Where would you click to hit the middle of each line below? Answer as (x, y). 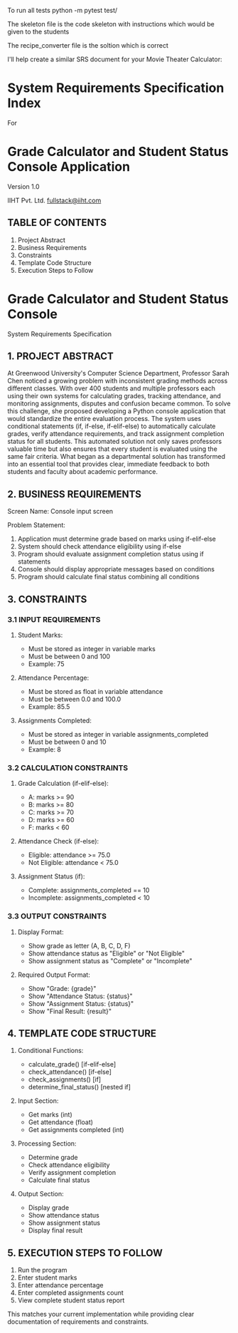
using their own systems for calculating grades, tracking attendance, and (114, 396)
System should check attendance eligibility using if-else (99, 546)
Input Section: (38, 1101)
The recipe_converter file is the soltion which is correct (88, 45)
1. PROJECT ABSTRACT (60, 357)
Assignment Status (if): (51, 876)
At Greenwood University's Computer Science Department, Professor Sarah (118, 373)
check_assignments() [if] (65, 1079)
